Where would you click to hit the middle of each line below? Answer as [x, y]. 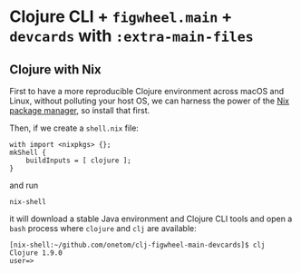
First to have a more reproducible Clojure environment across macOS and [147, 91]
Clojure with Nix [55, 69]
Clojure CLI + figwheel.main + [121, 17]
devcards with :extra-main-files [131, 36]
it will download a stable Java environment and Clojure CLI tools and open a [151, 219]
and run [24, 185]
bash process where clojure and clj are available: [103, 228]
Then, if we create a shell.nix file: [74, 128]
